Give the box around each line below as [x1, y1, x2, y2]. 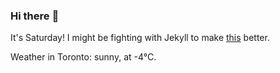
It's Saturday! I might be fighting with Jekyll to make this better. [10, 32, 270, 44]
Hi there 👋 [10, 9, 60, 23]
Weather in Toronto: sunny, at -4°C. [10, 51, 157, 63]
